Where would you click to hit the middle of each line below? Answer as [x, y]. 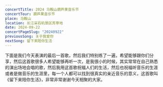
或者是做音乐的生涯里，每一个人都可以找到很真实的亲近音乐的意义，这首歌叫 [81, 73]
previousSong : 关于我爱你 [29, 37]
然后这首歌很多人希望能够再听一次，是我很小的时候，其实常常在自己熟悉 [86, 61]
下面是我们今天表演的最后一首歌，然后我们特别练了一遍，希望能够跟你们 [77, 55]
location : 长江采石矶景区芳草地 [34, 23]
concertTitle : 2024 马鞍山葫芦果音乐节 [42, 9]
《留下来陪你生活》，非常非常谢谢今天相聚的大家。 [55, 79]
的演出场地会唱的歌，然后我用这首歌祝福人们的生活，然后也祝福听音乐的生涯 [81, 67]
